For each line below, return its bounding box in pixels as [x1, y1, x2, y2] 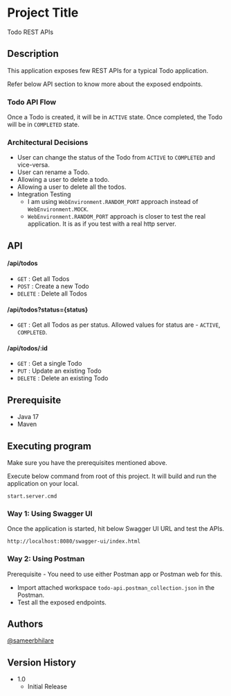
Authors [7, 618, 44, 629]
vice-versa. [17, 161, 50, 169]
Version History [7, 656, 76, 668]
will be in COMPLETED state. [7, 120, 80, 129]
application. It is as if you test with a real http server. [27, 220, 176, 228]
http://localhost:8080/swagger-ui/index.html [7, 538, 140, 545]
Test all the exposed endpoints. [17, 598, 107, 606]
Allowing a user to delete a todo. [17, 176, 110, 184]
